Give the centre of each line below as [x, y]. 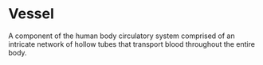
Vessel [31, 14]
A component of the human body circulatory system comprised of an [122, 36]
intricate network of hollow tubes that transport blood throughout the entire [131, 44]
